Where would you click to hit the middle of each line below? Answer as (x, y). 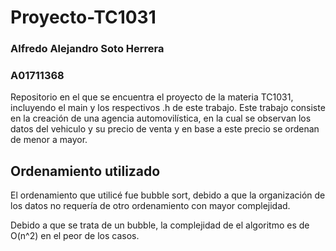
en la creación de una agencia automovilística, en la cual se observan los (161, 118)
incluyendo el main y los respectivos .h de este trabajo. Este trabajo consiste (168, 108)
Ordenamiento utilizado (85, 171)
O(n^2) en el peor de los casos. (75, 236)
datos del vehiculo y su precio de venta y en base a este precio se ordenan (165, 129)
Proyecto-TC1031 (83, 17)
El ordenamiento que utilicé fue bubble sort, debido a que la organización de (168, 195)
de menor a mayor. (49, 140)
